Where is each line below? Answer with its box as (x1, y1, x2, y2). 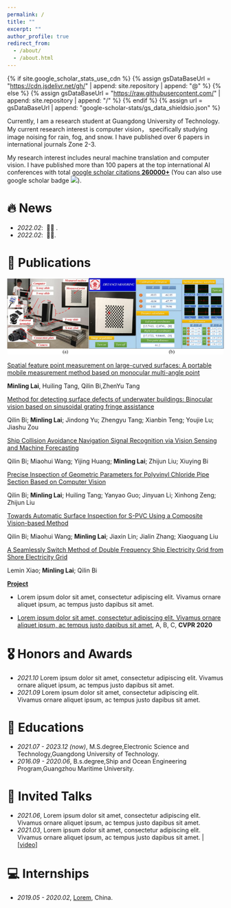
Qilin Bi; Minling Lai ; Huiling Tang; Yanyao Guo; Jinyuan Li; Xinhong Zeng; (7, 491, 217, 499)
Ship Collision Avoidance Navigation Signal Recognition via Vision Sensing (7, 437, 217, 445)
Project (7, 580, 29, 588)
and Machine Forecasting (7, 444, 79, 452)
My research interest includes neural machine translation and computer (7, 153, 210, 162)
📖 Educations (7, 720, 85, 735)
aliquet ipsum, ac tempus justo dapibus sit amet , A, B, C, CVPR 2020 (16, 621, 213, 629)
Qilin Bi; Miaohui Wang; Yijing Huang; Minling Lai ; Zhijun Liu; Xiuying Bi (7, 457, 208, 466)
